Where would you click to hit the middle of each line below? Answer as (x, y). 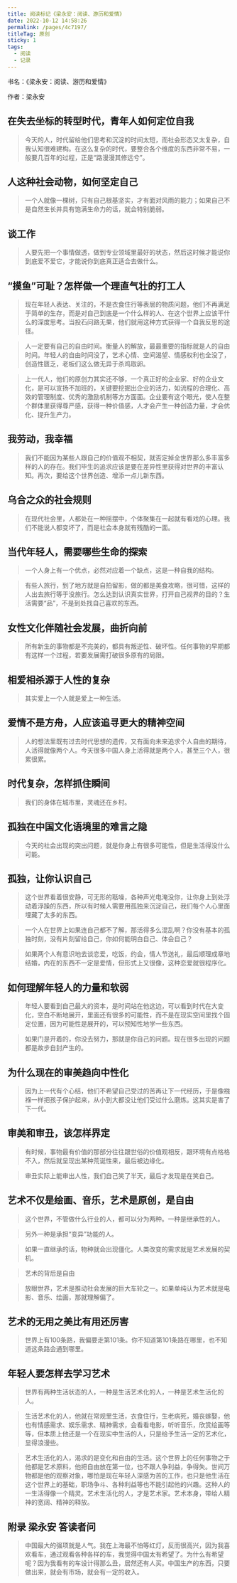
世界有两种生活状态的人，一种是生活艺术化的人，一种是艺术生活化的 (124, 1392)
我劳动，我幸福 (40, 439)
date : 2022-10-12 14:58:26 (47, 21)
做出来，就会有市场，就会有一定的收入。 (84, 1572)
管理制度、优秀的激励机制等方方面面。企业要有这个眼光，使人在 (131, 397)
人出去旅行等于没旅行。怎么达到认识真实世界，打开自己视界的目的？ (124, 594)
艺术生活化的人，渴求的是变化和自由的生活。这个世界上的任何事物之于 (127, 1458)
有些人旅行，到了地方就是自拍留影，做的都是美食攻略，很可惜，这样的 (127, 586)
